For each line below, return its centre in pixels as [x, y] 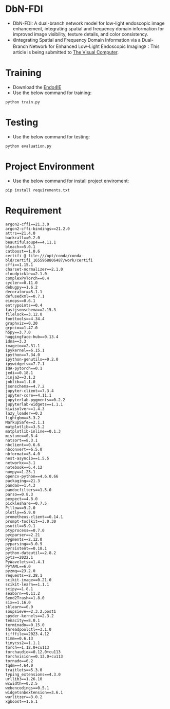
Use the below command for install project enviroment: [71, 181]
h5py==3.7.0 [18, 332]
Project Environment [50, 166]
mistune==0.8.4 [22, 436]
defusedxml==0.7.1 [25, 296]
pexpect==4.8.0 [22, 499]
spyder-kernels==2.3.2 [30, 616]
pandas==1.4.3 [21, 485]
